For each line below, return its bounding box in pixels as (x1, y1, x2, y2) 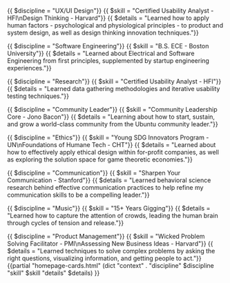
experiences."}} (7, 64, 52, 72)
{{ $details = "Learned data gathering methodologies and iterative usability (7, 85, 220, 92)
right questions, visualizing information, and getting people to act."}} (7, 254, 202, 262)
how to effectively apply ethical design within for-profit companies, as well (7, 148, 220, 156)
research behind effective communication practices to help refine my (7, 184, 204, 191)
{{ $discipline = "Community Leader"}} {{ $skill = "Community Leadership (7, 106, 218, 113)
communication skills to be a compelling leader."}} (7, 191, 150, 199)
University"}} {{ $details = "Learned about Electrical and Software (7, 49, 195, 57)
